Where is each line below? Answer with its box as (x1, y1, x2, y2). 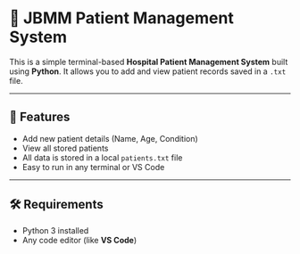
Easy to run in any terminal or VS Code (21, 161, 165, 172)
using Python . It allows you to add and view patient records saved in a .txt (9, 66, 287, 77)
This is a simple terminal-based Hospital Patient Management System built (9, 56, 288, 67)
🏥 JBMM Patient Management (9, 8, 234, 29)
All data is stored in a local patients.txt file (21, 152, 183, 163)
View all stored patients (21, 143, 109, 153)
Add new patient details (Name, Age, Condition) (21, 133, 198, 143)
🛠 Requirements (9, 197, 104, 212)
